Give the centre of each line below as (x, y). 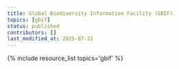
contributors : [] (32, 32)
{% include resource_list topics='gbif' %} (65, 58)
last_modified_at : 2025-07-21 (50, 39)
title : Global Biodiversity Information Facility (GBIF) (90, 13)
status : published (33, 26)
